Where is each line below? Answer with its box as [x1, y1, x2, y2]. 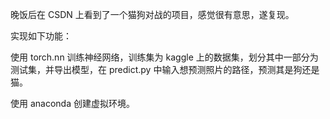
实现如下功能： [10, 30, 72, 42]
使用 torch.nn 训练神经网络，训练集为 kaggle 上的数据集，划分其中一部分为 [10, 51, 319, 63]
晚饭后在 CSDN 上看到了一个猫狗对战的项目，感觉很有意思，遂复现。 [10, 9, 295, 20]
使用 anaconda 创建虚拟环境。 [10, 98, 135, 109]
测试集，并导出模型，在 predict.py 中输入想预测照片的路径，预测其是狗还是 [10, 64, 320, 75]
